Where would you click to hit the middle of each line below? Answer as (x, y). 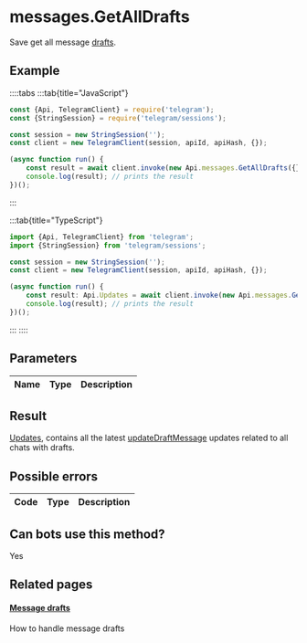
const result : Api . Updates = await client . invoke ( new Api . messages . (159, 295)
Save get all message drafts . (63, 42)
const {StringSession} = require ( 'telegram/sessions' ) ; (118, 118)
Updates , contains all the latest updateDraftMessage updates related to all (149, 438)
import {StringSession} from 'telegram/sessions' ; (108, 245)
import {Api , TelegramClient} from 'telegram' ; (102, 237)
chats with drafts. (42, 448)
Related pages (51, 585)
